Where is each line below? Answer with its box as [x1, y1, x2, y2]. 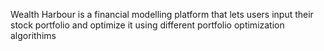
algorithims [10, 30, 57, 41]
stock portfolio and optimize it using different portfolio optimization [10, 19, 285, 31]
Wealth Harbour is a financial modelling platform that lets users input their [10, 9, 314, 20]
